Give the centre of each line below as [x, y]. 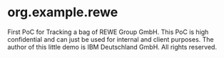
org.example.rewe [63, 12]
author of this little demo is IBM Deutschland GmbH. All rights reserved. [112, 47]
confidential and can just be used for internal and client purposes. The [111, 39]
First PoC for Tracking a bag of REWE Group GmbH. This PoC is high [108, 32]
